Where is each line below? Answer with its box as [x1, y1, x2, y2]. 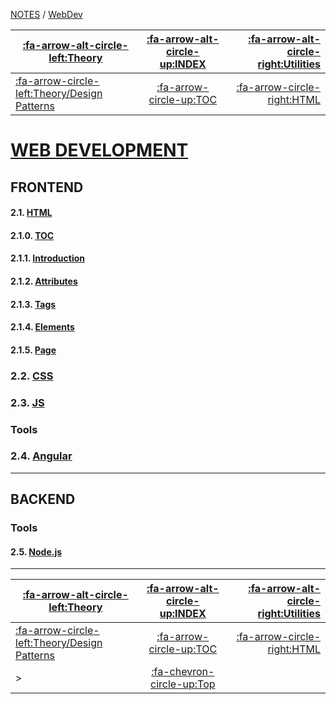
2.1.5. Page [10, 344, 57, 356]
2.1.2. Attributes [10, 275, 78, 287]
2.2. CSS [10, 369, 54, 383]
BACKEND [10, 491, 76, 508]
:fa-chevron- [151, 665, 215, 679]
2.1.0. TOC [10, 229, 55, 241]
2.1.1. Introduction [10, 252, 86, 264]
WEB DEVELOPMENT [10, 139, 189, 162]
